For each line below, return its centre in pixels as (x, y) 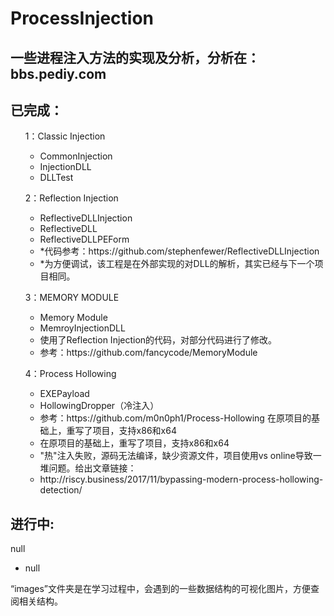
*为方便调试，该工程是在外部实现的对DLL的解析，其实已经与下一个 (177, 264)
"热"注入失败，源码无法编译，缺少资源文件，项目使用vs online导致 (176, 456)
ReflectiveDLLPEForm (84, 239)
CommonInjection (76, 156)
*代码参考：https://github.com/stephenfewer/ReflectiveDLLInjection (179, 251)
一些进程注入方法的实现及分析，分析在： (135, 57)
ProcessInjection (82, 18)
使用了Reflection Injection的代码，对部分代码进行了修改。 (158, 340)
